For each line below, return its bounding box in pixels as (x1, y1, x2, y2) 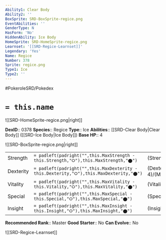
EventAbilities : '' (5, 21, 45, 26)
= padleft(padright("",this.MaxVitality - (34, 179, 135, 185)
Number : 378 (5, 58, 30, 63)
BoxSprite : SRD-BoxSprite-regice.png (5, 16, 83, 21)
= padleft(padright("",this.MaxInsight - (34, 203, 132, 208)
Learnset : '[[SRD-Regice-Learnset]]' (5, 44, 83, 49)
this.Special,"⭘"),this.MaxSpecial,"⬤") (34, 196, 132, 201)
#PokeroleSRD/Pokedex (5, 85, 54, 91)
